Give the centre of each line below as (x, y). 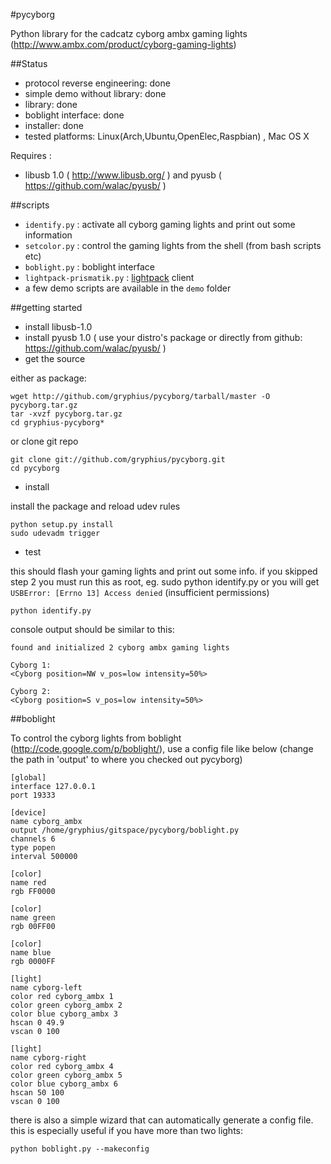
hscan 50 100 (37, 1093)
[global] (28, 778)
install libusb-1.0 (58, 327)
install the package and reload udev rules (95, 506)
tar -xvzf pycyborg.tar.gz (66, 414)
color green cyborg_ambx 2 (66, 1005)
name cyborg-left (46, 988)
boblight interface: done (74, 115)
